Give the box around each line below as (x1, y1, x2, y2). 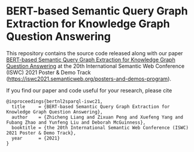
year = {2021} (11, 135, 60, 141)
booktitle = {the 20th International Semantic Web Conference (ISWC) (11, 124, 189, 130)
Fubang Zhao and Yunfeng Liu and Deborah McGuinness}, (6, 119, 146, 126)
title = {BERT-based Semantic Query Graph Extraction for (11, 103, 170, 109)
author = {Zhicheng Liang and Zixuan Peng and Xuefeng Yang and (11, 114, 184, 120)
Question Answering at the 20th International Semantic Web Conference (6, 62, 184, 70)
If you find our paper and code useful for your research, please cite (6, 87, 172, 94)
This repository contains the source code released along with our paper (6, 49, 183, 56)
